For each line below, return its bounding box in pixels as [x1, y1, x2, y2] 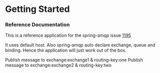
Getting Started [5, 3, 70, 15]
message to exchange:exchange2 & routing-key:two [5, 62, 112, 68]
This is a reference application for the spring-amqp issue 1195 [5, 32, 131, 38]
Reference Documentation [5, 21, 70, 28]
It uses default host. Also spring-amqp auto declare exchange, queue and [5, 42, 156, 48]
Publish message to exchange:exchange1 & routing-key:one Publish [5, 57, 143, 63]
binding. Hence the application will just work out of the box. [5, 47, 127, 53]
